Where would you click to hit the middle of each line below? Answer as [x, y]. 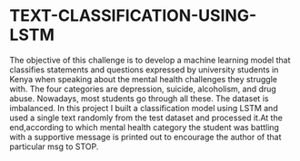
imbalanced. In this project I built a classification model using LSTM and [144, 108]
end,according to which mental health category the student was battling [145, 127]
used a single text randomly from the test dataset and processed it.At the [146, 118]
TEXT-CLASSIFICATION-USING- [133, 16]
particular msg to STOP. [54, 147]
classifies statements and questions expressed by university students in [144, 70]
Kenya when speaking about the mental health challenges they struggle [143, 79]
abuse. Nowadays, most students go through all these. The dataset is [139, 98]
